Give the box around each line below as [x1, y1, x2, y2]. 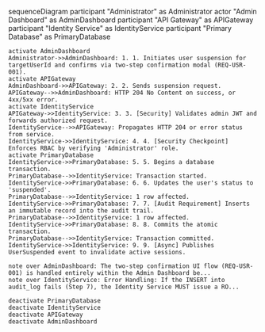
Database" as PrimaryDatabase [8, 32, 111, 41]
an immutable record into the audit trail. [8, 207, 155, 215]
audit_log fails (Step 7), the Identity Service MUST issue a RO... [8, 283, 240, 291]
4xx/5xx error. [8, 96, 59, 104]
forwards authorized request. [8, 116, 109, 124]
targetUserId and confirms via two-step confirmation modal [8, 61, 212, 69]
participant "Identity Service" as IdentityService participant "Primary [8, 24, 232, 32]
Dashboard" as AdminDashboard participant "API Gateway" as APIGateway [8, 15, 254, 25]
